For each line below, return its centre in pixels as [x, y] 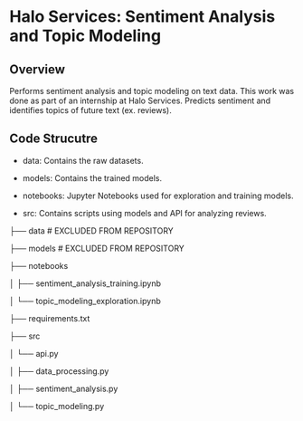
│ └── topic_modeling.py [57, 406]
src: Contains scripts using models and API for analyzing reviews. [144, 213]
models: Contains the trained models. [92, 177]
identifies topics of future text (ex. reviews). [90, 110]
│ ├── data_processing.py [59, 371]
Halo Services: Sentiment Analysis [142, 17]
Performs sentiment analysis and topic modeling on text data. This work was [152, 91]
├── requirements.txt [50, 318]
